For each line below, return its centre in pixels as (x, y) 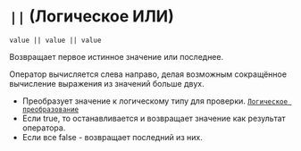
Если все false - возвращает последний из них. (112, 137)
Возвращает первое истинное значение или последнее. (117, 56)
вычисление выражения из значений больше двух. (107, 83)
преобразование (50, 109)
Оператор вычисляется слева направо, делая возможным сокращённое (148, 74)
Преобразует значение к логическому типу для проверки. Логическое (155, 101)
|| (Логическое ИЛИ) (92, 17)
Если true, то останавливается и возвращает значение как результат (154, 118)
